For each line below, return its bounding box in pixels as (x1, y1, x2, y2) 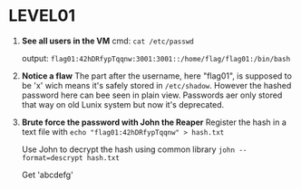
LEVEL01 (8, 5, 76, 26)
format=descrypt (21, 153, 83, 163)
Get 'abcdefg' (21, 169, 73, 180)
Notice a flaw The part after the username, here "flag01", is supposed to (21, 70, 292, 81)
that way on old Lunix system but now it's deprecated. (21, 99, 225, 109)
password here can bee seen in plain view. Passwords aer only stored (21, 90, 283, 100)
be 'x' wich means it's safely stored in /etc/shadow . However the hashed (21, 80, 292, 90)
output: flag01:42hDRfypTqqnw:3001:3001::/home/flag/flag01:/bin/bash (21, 52, 291, 63)
